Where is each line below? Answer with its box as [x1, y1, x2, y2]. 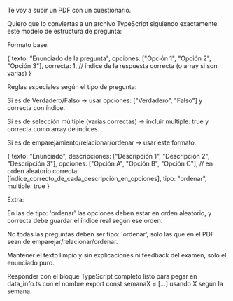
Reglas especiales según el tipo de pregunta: [7, 83, 137, 91]
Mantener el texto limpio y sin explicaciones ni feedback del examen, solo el [7, 251, 227, 259]
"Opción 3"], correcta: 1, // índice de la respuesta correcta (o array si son [7, 62, 218, 69]
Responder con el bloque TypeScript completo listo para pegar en [7, 272, 197, 280]
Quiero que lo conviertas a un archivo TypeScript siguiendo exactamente [7, 20, 218, 27]
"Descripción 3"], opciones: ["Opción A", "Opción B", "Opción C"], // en [7, 159, 213, 168]
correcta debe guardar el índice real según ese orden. [7, 217, 163, 225]
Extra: [7, 196, 24, 203]
